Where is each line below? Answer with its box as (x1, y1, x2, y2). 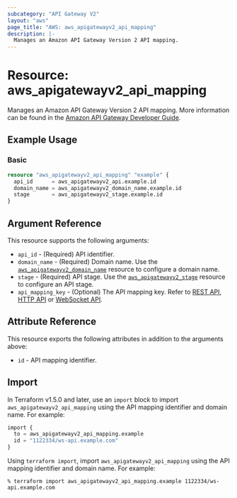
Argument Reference (7, 217, 102, 229)
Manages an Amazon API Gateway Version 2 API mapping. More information (7, 106, 230, 114)
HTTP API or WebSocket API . (17, 295, 103, 304)
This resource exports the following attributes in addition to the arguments (7, 334, 224, 343)
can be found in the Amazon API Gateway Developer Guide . (7, 114, 181, 122)
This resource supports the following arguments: (7, 236, 149, 245)
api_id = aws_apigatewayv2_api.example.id (13, 178, 157, 185)
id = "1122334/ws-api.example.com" (13, 437, 119, 444)
